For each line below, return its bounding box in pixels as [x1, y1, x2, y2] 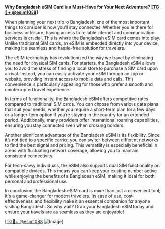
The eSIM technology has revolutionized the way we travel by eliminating [5, 55, 154, 61]
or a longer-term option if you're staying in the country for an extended [5, 112, 149, 118]
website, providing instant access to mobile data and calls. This [5, 76, 134, 82]
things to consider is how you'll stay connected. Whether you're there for [5, 24, 154, 30]
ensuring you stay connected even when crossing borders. [5, 122, 125, 128]
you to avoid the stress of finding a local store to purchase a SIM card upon [5, 65, 158, 71]
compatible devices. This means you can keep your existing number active [5, 168, 157, 174]
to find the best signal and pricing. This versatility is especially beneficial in [5, 142, 158, 148]
